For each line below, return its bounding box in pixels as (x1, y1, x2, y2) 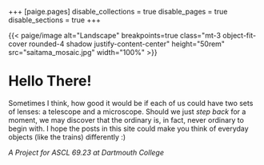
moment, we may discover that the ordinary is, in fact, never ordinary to (8, 115, 244, 124)
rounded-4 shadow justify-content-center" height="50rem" (29, 39, 226, 49)
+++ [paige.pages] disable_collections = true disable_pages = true (8, 7, 228, 16)
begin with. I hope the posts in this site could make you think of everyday (8, 124, 250, 133)
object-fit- (222, 31, 257, 40)
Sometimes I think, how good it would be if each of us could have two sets (8, 98, 254, 108)
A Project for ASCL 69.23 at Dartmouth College (8, 147, 164, 157)
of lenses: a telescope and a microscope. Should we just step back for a (8, 107, 246, 116)
